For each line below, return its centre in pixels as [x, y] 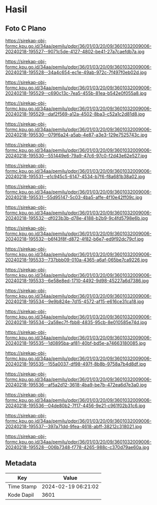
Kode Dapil [21, 495]
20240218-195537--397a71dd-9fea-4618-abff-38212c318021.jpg [74, 426]
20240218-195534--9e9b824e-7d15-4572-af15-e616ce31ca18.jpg [75, 301]
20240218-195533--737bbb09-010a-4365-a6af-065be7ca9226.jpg [76, 260]
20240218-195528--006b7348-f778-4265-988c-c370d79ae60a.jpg [77, 447]
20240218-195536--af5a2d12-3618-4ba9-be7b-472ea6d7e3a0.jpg [76, 385]
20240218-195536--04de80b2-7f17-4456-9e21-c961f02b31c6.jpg [75, 406]
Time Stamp [22, 487]
